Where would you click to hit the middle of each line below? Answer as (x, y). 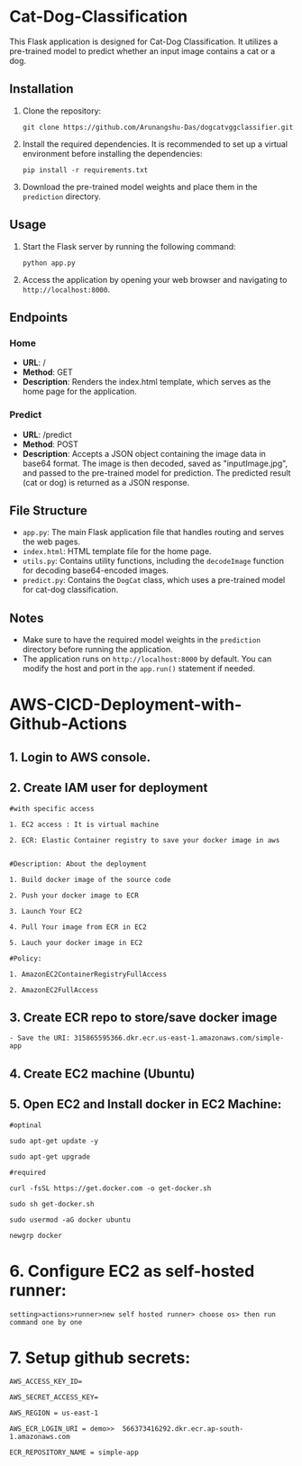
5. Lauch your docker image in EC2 (76, 942)
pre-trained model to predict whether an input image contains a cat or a (142, 50)
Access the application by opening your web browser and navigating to (155, 279)
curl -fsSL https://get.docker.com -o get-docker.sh (110, 1188)
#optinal (26, 1125)
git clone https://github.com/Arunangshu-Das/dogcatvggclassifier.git (158, 127)
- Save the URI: (40, 1038)
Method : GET (48, 372)
